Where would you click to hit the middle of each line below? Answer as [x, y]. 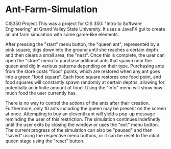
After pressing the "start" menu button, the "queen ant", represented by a [82, 44]
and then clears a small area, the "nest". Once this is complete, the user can [85, 55]
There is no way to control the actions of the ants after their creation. [78, 103]
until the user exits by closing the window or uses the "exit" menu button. [82, 125]
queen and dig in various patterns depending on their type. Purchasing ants [85, 66]
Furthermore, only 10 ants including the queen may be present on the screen [86, 108]
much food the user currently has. [41, 93]
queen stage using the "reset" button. [45, 141]
